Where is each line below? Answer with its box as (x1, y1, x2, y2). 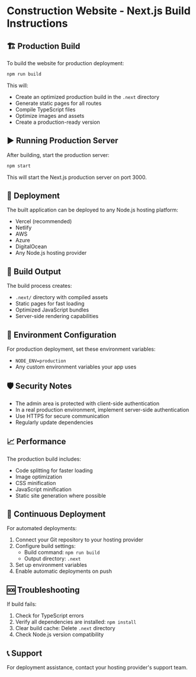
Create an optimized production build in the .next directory (15, 93, 159, 100)
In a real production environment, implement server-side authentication (15, 406, 189, 413)
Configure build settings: (15, 543, 76, 550)
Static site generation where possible (15, 492, 106, 499)
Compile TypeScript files (15, 105, 76, 113)
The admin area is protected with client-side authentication (15, 400, 160, 407)
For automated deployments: (7, 525, 77, 532)
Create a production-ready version (15, 118, 100, 126)
